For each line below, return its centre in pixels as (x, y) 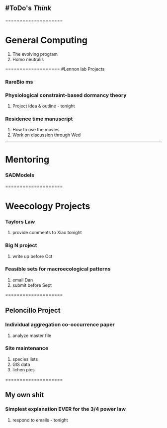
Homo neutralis (28, 59)
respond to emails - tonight (40, 420)
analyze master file (32, 336)
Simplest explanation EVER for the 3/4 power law (65, 409)
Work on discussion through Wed (46, 135)
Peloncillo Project (33, 310)
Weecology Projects (48, 206)
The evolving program (35, 54)
